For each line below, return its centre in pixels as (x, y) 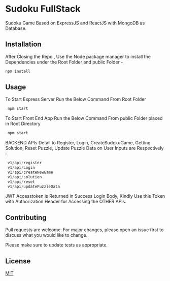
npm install (18, 71)
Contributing (26, 217)
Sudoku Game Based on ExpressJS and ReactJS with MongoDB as (75, 23)
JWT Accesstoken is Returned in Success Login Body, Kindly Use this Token (85, 196)
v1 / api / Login (21, 168)
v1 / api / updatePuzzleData (33, 186)
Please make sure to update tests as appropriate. (57, 245)
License (18, 261)
